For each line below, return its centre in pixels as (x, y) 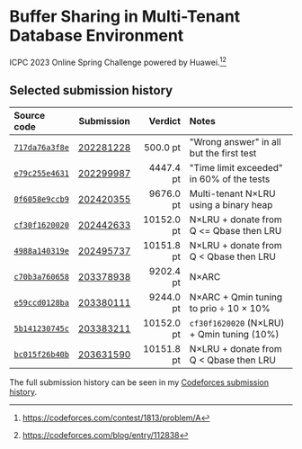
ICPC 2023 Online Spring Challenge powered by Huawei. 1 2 (118, 61)
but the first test (223, 153)
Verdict (165, 121)
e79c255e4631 (42, 174)
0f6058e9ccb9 (42, 199)
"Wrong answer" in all (235, 142)
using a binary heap (231, 205)
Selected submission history (91, 90)
